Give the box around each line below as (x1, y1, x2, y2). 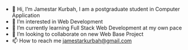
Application (11, 12, 41, 19)
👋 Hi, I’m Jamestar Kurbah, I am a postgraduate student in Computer (11, 6, 180, 12)
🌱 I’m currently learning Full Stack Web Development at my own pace (11, 24, 182, 31)
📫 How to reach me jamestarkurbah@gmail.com (11, 37, 132, 44)
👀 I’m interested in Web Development (11, 18, 103, 25)
